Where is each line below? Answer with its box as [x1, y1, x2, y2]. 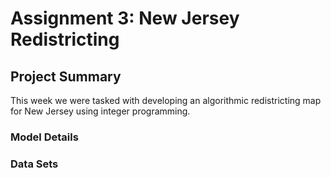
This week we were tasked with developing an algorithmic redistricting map [10, 95, 322, 106]
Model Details [10, 130, 79, 144]
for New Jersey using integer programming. [10, 105, 191, 117]
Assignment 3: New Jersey [10, 7, 240, 30]
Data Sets [10, 157, 59, 171]
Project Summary [10, 68, 122, 85]
